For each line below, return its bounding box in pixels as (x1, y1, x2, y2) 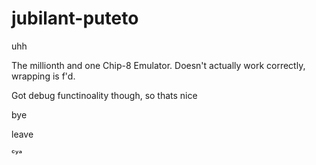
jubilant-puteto (11, 7, 139, 30)
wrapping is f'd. (11, 70, 76, 82)
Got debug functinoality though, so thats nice (11, 89, 198, 101)
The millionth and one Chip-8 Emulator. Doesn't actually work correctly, (11, 59, 306, 71)
